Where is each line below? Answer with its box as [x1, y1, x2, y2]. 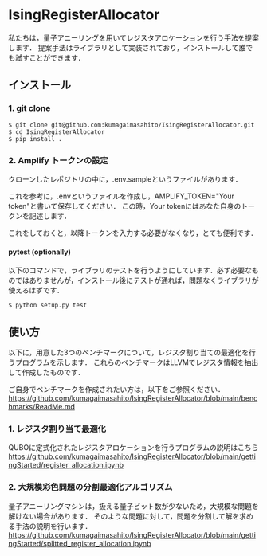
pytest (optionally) [8, 247, 72, 256]
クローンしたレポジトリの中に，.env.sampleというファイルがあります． [8, 174, 242, 184]
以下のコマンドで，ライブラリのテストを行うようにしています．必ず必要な [8, 265, 253, 276]
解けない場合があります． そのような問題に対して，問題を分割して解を [8, 511, 240, 521]
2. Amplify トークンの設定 [8, 155, 109, 166]
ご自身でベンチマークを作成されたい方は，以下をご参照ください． [8, 384, 225, 394]
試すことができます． [14, 53, 85, 62]
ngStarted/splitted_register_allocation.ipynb [8, 538, 151, 548]
